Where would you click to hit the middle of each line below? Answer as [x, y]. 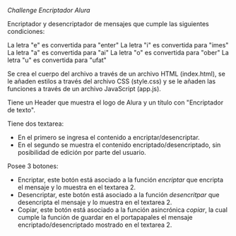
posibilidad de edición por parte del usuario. [82, 152]
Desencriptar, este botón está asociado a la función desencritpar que [118, 195]
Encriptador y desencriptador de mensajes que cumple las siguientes [108, 24]
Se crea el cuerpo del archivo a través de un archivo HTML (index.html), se [117, 74]
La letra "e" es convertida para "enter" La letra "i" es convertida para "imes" [118, 45]
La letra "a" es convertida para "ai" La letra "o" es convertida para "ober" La [118, 53]
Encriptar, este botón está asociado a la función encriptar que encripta [120, 180]
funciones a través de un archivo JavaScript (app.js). [84, 89]
